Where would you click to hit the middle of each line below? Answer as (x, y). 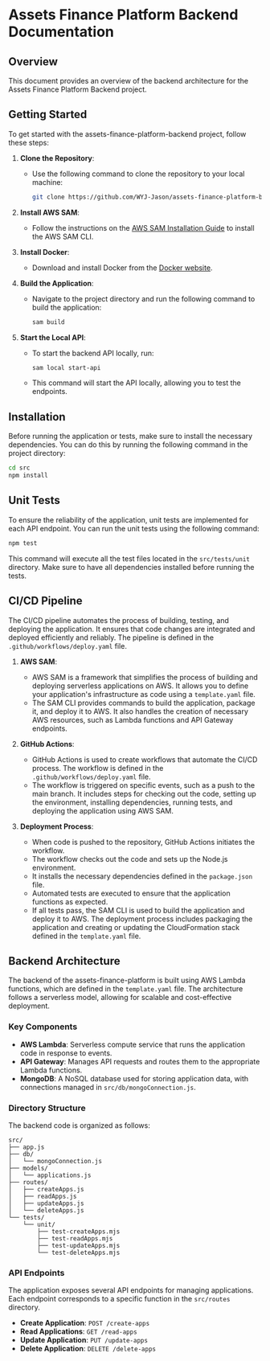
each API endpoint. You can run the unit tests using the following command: (134, 528)
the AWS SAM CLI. (63, 236)
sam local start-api (66, 367)
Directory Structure (47, 1108)
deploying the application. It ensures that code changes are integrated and (132, 629)
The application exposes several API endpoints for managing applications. (131, 1290)
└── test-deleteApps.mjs (79, 1252)
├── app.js (27, 1147)
